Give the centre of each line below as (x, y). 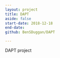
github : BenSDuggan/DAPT (30, 32)
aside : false (18, 19)
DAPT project (18, 50)
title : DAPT (17, 14)
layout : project (21, 10)
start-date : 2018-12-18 (29, 23)
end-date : (15, 28)
